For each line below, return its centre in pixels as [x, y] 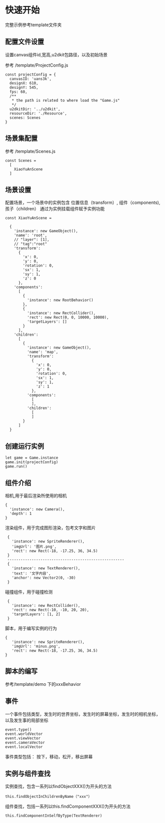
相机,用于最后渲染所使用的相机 [36, 496]
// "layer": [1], [32, 240]
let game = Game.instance [32, 458]
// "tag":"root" [31, 244]
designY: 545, [24, 87]
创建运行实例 [25, 446]
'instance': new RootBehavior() [60, 300]
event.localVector [24, 747]
